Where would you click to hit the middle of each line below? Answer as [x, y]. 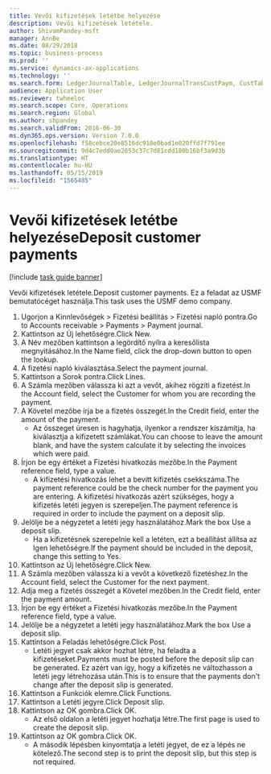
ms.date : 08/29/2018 [44, 46]
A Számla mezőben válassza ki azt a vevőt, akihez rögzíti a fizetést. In [135, 385]
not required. [54, 761]
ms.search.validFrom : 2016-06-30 [65, 128]
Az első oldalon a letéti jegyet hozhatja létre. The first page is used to [146, 718]
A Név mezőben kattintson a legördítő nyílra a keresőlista [115, 342]
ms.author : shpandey [44, 121]
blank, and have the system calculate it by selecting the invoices [139, 445]
